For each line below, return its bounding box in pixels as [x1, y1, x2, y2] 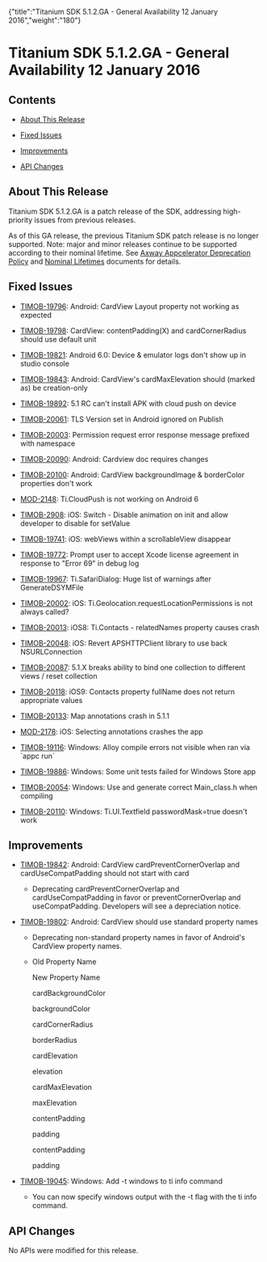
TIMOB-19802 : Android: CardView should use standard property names [19, 917, 258, 927]
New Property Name [31, 972, 101, 982]
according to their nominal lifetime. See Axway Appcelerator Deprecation [8, 248, 252, 257]
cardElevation [31, 1051, 78, 1061]
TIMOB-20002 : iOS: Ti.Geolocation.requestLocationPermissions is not [19, 598, 253, 608]
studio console [19, 358, 70, 368]
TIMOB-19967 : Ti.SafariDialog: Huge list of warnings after [19, 574, 212, 583]
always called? [19, 607, 70, 616]
